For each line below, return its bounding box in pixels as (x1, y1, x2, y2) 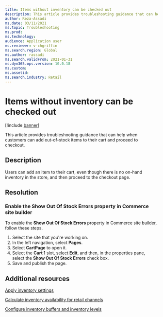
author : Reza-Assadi (5, 16, 47, 21)
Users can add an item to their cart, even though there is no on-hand (5, 169, 143, 175)
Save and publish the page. (12, 261, 67, 266)
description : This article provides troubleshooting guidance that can (5, 12, 153, 17)
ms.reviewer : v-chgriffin (5, 43, 57, 48)
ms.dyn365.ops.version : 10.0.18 (5, 61, 70, 66)
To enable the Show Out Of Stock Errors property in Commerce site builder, (5, 220, 157, 226)
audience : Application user (5, 39, 62, 44)
